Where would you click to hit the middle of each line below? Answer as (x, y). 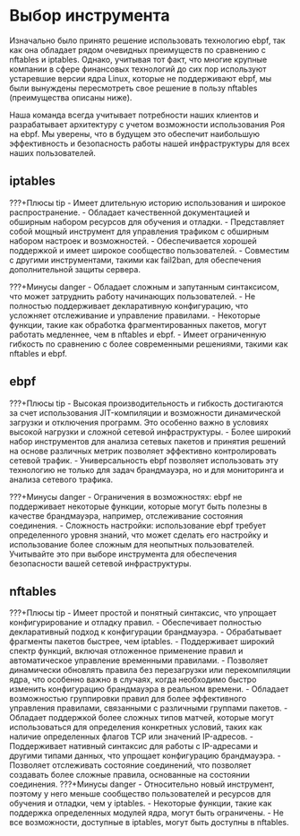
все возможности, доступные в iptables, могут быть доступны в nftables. (149, 823)
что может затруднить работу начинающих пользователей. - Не (133, 296)
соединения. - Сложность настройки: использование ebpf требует (138, 525)
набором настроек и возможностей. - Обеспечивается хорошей (133, 241)
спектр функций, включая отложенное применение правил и (126, 651)
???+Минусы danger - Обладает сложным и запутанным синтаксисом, (144, 287)
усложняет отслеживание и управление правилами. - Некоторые (135, 315)
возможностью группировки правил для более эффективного (128, 699)
